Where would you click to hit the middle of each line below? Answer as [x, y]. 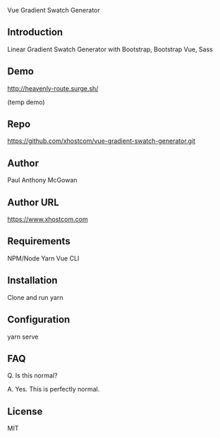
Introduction [35, 32]
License [25, 411]
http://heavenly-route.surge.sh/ [53, 88]
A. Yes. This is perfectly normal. [54, 389]
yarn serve [23, 337]
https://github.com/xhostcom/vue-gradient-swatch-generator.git [102, 141]
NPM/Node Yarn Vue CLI [43, 258]
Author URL [33, 202]
